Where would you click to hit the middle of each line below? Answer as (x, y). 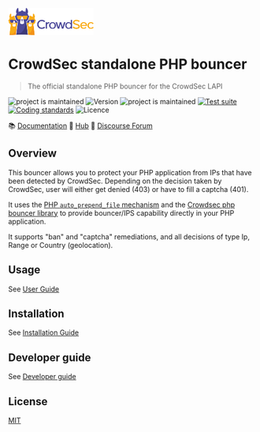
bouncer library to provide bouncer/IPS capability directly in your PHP (121, 212)
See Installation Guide (44, 332)
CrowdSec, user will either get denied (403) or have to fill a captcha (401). (128, 189)
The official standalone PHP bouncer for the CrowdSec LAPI (125, 86)
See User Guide (34, 289)
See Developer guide (42, 377)
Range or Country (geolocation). (61, 245)
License (28, 402)
